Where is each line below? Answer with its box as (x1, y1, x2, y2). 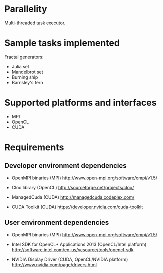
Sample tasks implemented (4, 37, 120, 49)
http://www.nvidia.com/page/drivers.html (11, 261, 97, 268)
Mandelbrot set (11, 69, 43, 75)
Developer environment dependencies (4, 161, 127, 170)
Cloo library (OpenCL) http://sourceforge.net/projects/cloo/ (11, 184, 134, 190)
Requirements (4, 142, 64, 153)
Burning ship (11, 74, 38, 80)
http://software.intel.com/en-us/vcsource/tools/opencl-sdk (11, 246, 134, 253)
